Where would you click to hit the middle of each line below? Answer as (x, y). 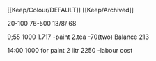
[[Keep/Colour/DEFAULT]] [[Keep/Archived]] (71, 10)
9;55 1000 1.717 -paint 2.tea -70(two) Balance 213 (78, 37)
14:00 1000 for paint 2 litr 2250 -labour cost (70, 50)
